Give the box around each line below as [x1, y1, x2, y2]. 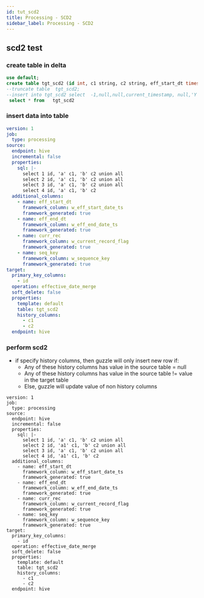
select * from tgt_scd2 [8, 97, 75, 103]
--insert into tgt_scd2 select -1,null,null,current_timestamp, [6, 92, 175, 98]
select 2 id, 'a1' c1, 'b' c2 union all [22, 442, 126, 448]
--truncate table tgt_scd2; [6, 86, 80, 92]
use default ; [6, 75, 39, 81]
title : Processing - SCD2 [6, 15, 72, 21]
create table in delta [6, 61, 67, 69]
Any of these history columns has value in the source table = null [24, 363, 187, 371]
